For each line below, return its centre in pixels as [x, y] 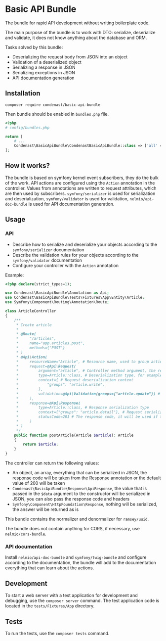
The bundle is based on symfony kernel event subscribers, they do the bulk [82, 178]
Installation [23, 93]
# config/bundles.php [27, 128]
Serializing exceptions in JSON [43, 72]
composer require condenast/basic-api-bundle [53, 105]
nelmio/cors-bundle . [26, 534]
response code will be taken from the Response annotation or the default [86, 478]
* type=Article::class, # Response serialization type [83, 408]
